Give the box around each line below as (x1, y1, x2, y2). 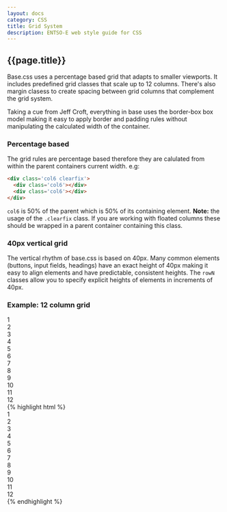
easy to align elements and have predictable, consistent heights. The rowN (7, 268, 215, 277)
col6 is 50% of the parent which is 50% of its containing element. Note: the (7, 207, 220, 215)
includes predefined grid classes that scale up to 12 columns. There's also (7, 80, 216, 88)
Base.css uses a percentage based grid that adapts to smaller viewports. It (7, 73, 217, 81)
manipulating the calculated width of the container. (7, 123, 150, 131)
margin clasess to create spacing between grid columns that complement (7, 87, 214, 96)
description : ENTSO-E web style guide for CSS (7, 29, 142, 36)
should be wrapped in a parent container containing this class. (7, 221, 183, 229)
